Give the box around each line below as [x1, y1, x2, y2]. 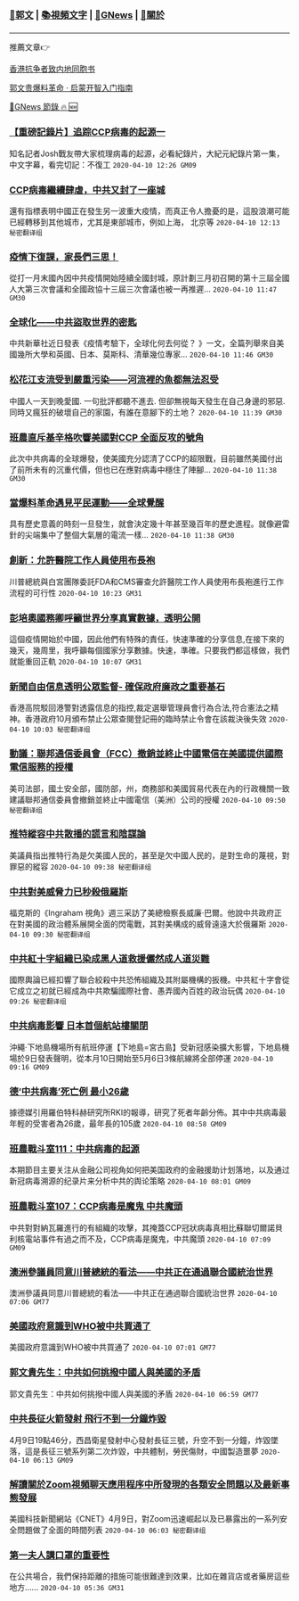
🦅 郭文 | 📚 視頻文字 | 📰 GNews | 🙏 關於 [9, 8, 166, 21]
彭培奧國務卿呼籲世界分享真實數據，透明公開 [9, 612, 201, 624]
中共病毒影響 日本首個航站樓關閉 [9, 1019, 149, 1032]
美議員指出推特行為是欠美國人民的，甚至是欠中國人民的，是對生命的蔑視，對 [9, 850, 290, 861]
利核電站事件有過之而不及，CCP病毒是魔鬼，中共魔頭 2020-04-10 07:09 [9, 1234, 271, 1244]
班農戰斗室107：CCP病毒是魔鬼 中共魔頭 [9, 1201, 183, 1213]
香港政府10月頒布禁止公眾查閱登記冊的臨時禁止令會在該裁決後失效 [24, 714, 267, 724]
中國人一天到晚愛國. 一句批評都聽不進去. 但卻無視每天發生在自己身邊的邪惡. [9, 395, 286, 406]
